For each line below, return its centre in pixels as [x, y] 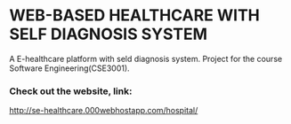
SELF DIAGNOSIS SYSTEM [108, 34]
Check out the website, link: [71, 91]
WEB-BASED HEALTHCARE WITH [135, 15]
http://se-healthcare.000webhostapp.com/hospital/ [104, 111]
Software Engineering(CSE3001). [70, 68]
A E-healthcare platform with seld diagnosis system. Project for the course [146, 58]
